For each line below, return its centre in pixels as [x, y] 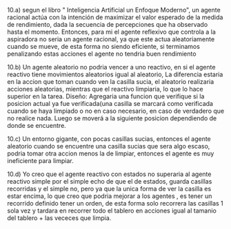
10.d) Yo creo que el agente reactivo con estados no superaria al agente [109, 174]
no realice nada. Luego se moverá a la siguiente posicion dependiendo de [112, 118]
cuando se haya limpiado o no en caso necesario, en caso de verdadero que [116, 111]
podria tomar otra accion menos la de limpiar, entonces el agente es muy [111, 153]
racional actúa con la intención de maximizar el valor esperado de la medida [115, 17]
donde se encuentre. [37, 126]
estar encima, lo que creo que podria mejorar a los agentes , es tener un [110, 196]
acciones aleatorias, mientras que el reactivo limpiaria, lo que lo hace [105, 89]
